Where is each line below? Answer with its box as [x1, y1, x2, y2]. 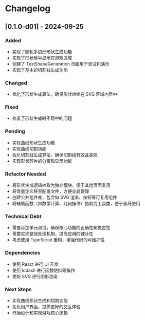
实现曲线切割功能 [12, 146, 47, 151]
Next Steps [5, 286, 32, 293]
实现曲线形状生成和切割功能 [12, 298, 68, 303]
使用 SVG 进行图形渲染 [12, 273, 58, 279]
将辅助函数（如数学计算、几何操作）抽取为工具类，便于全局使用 [12, 201, 140, 207]
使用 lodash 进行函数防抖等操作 [12, 267, 75, 273]
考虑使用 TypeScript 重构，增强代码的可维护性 [12, 237, 105, 243]
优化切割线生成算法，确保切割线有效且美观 [12, 152, 98, 158]
